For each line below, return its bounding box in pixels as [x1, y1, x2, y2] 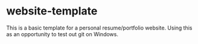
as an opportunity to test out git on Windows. [6, 30, 119, 37]
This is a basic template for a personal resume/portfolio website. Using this [6, 24, 193, 31]
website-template [6, 4, 98, 18]
